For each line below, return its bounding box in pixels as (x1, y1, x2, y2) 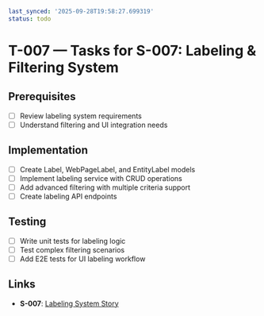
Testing (8, 215, 47, 229)
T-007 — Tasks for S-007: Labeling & (8, 41, 257, 60)
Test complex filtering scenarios (19, 245, 125, 254)
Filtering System (8, 58, 119, 76)
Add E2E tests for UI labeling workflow (19, 254, 146, 264)
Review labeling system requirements (19, 111, 143, 121)
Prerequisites (8, 90, 76, 103)
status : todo (8, 14, 52, 23)
